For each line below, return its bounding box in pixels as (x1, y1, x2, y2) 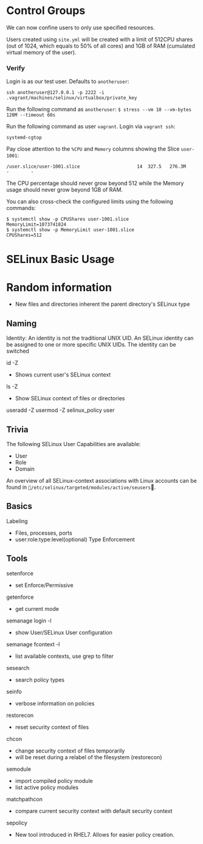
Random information (6, 280, 112, 294)
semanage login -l (6, 617, 52, 624)
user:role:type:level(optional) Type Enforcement (15, 535, 135, 543)
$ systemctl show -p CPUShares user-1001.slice (6, 216, 129, 223)
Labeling (6, 517, 29, 525)
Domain (15, 465, 35, 472)
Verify (6, 63, 26, 72)
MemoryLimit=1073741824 (6, 222, 67, 228)
